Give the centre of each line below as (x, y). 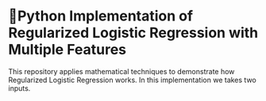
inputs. (19, 88)
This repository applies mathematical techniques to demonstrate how (121, 71)
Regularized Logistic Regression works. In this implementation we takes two (132, 80)
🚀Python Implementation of (100, 16)
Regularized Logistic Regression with (133, 33)
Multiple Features (67, 50)
